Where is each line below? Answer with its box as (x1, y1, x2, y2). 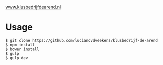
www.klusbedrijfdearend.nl (5, 4, 61, 10)
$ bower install (5, 47, 39, 52)
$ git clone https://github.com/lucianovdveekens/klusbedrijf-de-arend (5, 38, 158, 43)
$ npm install (5, 42, 35, 47)
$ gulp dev (5, 55, 28, 60)
